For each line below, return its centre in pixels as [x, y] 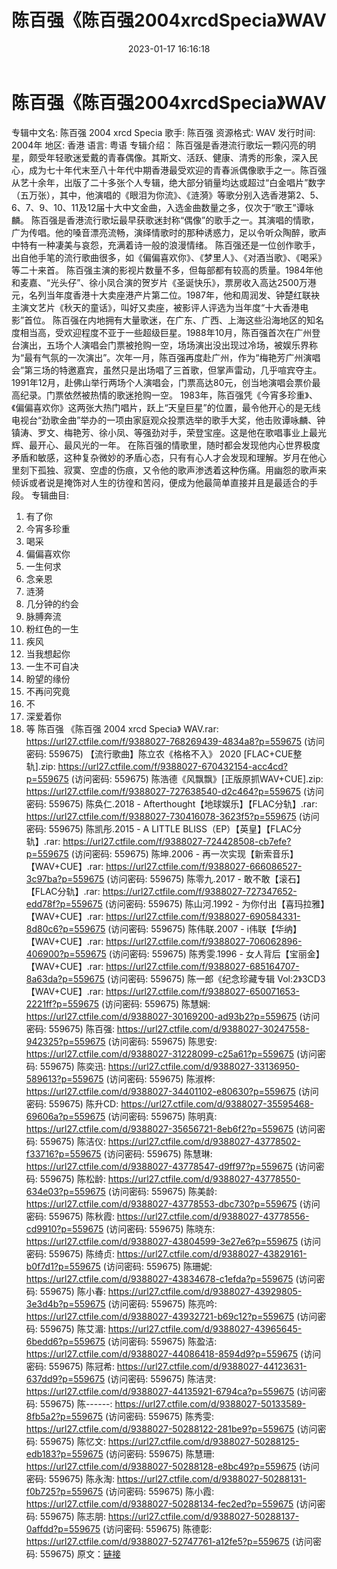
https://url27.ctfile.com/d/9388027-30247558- [213, 1028]
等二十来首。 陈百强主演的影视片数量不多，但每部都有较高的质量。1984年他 [167, 270]
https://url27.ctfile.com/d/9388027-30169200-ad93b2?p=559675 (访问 [173, 1016]
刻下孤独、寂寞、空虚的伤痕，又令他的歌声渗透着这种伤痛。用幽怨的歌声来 [173, 470]
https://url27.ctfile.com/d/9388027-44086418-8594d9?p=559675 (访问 [173, 1353]
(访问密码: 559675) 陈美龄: [162, 1191]
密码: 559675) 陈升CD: [72, 1103]
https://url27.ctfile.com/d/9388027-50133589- [210, 1403]
